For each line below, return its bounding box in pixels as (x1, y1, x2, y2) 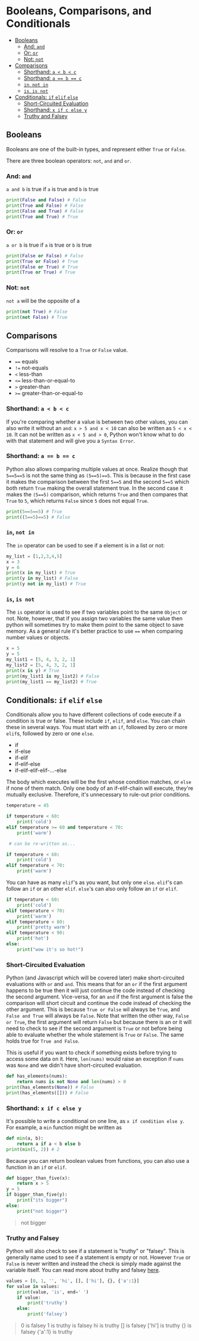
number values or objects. (6, 634, 70, 641)
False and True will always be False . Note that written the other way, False (6, 1012, 189, 1019)
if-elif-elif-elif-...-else (14, 767, 67, 774)
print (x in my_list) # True (6, 570, 76, 576)
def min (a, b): (6, 1135, 44, 1141)
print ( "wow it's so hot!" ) (17, 946, 84, 953)
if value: (17, 1295, 42, 1300)
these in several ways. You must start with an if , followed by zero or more (6, 724, 188, 731)
